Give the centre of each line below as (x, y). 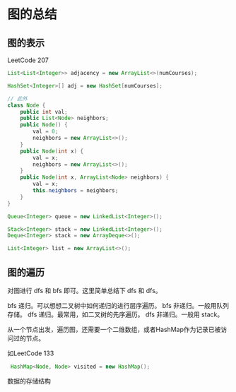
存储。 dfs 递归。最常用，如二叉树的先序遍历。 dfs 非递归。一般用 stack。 (116, 314)
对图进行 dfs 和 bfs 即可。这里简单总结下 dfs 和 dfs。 (84, 290)
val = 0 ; (46, 131)
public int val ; (44, 112)
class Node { (26, 105)
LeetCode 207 (28, 60)
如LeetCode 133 (31, 353)
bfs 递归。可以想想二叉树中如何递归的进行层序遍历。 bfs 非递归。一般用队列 (118, 305)
